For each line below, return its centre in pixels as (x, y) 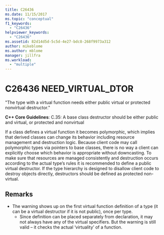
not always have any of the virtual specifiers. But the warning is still (88, 222)
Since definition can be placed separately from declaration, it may (86, 216)
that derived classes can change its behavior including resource (70, 137)
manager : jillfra (23, 55)
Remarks (19, 194)
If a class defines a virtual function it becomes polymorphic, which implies (80, 132)
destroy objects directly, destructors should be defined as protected (74, 174)
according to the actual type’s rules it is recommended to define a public (78, 163)
